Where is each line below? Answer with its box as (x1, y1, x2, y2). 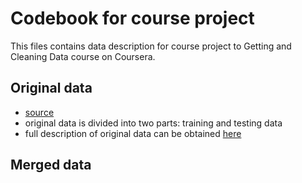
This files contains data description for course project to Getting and (10, 40, 292, 52)
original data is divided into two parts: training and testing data (24, 117, 283, 129)
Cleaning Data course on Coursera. (10, 50, 156, 62)
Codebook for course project (10, 7, 255, 30)
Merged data (10, 157, 92, 174)
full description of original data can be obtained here (24, 127, 242, 139)
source (24, 106, 55, 118)
